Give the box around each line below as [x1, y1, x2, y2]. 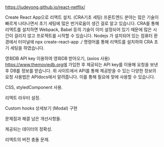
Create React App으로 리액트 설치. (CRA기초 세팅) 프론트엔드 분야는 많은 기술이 [5, 14, 159, 20]
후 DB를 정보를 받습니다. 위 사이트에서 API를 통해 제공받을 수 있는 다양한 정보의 [5, 68, 157, 73]
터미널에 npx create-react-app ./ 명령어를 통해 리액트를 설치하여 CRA [18, 39, 153, 45]
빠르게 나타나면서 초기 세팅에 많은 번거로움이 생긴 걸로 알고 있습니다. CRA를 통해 [5, 21, 160, 26]
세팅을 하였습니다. [10, 45, 45, 51]
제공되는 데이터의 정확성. [5, 126, 53, 132]
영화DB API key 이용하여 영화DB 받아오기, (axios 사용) [5, 56, 110, 61]
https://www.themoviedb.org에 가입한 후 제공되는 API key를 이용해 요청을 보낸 [5, 61, 158, 67]
